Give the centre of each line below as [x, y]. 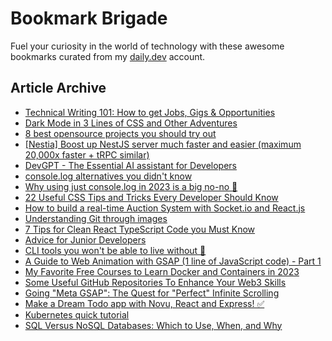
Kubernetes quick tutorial [77, 314]
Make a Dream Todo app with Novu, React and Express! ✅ [144, 303]
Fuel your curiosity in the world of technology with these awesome [147, 46]
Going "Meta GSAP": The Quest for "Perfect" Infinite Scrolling [152, 293]
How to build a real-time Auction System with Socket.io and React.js [165, 208]
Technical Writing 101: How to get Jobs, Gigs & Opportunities [150, 112]
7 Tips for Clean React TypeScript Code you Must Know [140, 229]
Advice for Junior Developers [85, 239]
